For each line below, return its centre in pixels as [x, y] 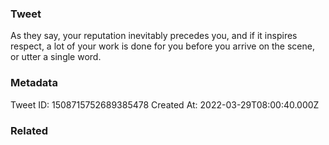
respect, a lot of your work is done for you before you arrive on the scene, [162, 46]
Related [29, 130]
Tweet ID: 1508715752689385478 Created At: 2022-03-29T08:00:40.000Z [165, 104]
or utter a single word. [56, 57]
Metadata [34, 83]
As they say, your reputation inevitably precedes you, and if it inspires [154, 36]
